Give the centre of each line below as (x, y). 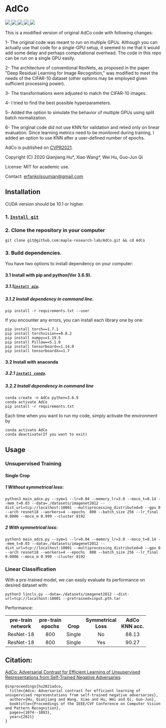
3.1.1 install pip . (23, 287)
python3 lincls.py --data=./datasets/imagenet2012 (58, 594)
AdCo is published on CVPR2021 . (39, 147)
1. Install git (22, 217)
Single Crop (18, 476)
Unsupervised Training (33, 464)
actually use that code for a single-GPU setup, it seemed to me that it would (83, 47)
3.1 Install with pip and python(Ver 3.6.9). (48, 275)
